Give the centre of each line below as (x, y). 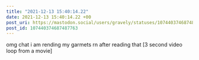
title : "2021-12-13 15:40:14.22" (47, 11)
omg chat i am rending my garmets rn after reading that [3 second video (94, 45)
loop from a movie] (29, 51)
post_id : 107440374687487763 (42, 28)
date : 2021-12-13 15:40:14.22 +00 (49, 17)
